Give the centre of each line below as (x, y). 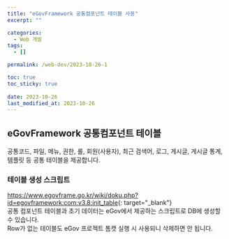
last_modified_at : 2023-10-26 (51, 103)
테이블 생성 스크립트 (39, 180)
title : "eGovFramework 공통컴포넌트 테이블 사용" (73, 14)
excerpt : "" (24, 20)
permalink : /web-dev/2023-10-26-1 (58, 65)
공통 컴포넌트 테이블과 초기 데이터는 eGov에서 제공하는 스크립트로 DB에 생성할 (114, 211)
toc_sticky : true (32, 84)
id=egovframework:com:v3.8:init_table (63, 203)
